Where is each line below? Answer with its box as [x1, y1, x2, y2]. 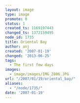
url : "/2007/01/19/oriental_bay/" [5, 76, 76, 81]
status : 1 [5, 21, 26, 26]
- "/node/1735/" [9, 85, 43, 91]
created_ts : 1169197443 [5, 26, 54, 31]
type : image [5, 12, 29, 17]
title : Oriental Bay [5, 40, 48, 45]
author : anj [5, 44, 29, 49]
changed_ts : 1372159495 [5, 30, 54, 35]
